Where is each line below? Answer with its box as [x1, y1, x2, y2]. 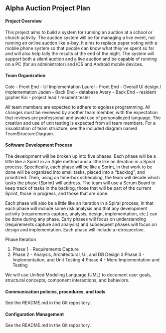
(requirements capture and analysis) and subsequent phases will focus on [5, 221, 157, 227]
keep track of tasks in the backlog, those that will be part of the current [5, 185, 152, 191]
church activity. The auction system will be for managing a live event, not [5, 35, 156, 41]
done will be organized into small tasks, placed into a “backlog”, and [5, 169, 145, 175]
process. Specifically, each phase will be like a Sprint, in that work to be [5, 164, 153, 170]
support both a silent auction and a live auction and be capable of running [5, 56, 157, 62]
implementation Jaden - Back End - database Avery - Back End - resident [5, 89, 156, 95]
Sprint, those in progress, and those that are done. [5, 190, 109, 196]
